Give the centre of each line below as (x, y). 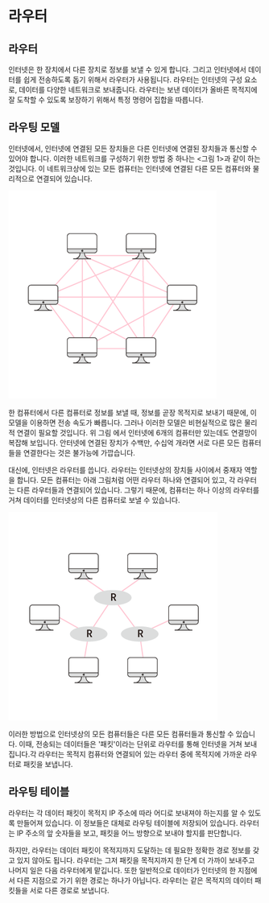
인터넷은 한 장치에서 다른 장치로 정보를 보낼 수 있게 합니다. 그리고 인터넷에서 (128, 70)
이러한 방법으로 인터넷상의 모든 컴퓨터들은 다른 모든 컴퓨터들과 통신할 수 (121, 734)
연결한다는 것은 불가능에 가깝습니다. (79, 452)
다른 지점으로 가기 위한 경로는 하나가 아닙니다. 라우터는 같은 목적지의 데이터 (135, 880)
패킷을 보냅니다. (48, 764)
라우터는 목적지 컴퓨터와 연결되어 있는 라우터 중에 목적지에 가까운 (141, 754)
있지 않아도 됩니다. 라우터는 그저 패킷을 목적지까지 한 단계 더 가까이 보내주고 (136, 860)
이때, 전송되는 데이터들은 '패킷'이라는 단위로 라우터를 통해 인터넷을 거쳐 (131, 744)
